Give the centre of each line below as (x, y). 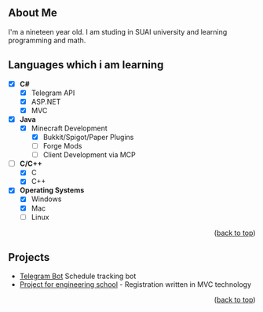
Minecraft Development (69, 128)
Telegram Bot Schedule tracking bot (78, 276)
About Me (33, 13)
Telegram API (53, 93)
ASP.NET (46, 101)
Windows (46, 199)
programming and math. (47, 40)
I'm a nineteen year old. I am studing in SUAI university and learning (118, 31)
